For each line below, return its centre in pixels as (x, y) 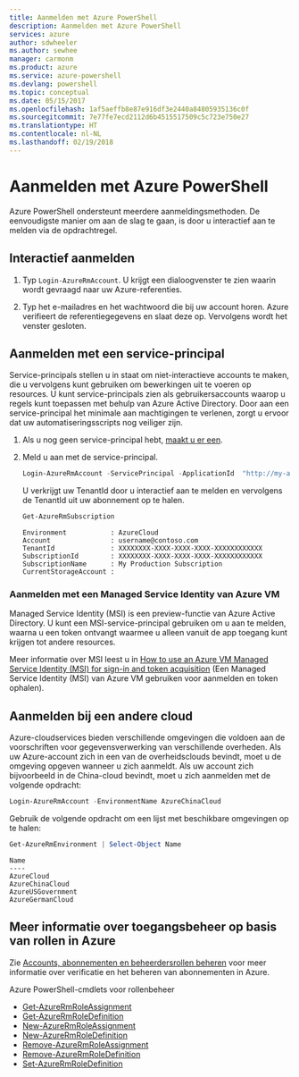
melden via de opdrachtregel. (63, 230)
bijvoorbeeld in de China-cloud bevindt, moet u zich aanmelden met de (140, 776)
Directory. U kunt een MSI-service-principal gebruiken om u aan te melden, (148, 623)
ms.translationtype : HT (54, 126)
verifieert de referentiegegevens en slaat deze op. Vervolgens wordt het (155, 316)
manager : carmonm (42, 59)
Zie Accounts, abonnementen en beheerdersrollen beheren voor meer (138, 963)
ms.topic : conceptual (50, 92)
